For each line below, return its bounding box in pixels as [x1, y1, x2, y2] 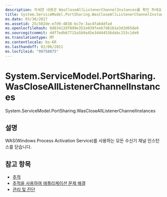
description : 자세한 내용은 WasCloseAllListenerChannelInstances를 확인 [5, 7, 150, 12]
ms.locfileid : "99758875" [5, 49, 59, 54]
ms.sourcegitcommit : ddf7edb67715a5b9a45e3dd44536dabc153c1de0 [5, 30, 139, 35]
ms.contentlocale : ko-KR [5, 40, 57, 45]
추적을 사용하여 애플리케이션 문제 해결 [12, 180, 86, 187]
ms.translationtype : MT [5, 35, 55, 40]
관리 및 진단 [12, 187, 36, 193]
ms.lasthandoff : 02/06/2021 [5, 44, 64, 49]
